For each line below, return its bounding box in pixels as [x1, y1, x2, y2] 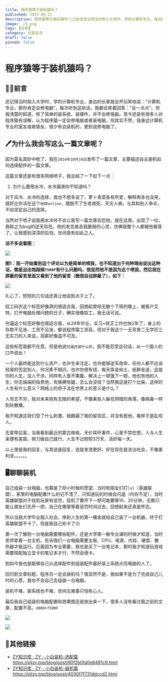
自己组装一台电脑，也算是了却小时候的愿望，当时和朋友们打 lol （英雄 [5, 485, 148, 491]
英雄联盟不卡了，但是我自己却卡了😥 [5, 521, 80, 527]
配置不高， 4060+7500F [13, 605, 58, 611]
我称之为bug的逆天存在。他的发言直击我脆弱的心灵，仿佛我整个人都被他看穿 [5, 223, 162, 229]
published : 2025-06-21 [5, 12, 52, 17]
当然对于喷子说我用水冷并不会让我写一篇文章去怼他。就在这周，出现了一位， [5, 217, 163, 223]
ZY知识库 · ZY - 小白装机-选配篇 [12, 654, 78, 660]
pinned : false [5, 40, 35, 45]
